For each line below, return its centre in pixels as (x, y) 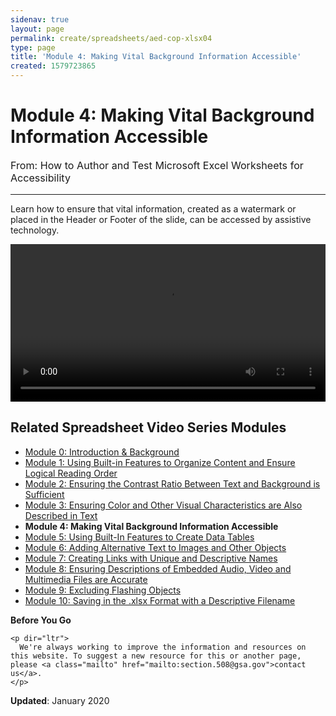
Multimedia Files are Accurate (86, 579)
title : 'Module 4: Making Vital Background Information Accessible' (156, 57)
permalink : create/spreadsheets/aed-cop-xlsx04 (111, 38)
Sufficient (44, 494)
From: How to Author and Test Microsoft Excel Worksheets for (157, 165)
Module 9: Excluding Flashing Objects (103, 590)
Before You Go (41, 620)
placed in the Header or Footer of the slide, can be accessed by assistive (161, 220)
